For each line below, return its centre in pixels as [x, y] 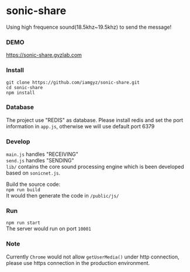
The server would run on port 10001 [49, 229]
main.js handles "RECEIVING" [42, 154]
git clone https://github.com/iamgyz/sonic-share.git [73, 82]
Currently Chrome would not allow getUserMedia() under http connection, [93, 257]
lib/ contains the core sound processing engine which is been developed [95, 167]
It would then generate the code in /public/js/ [63, 196]
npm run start [23, 223]
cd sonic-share [25, 87]
